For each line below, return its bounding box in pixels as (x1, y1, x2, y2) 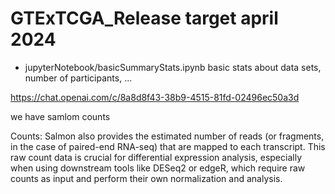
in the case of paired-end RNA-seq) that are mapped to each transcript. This (10, 140, 326, 152)
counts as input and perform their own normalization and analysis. (10, 172, 283, 184)
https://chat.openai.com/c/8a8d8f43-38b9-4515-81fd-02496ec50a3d (10, 91, 300, 103)
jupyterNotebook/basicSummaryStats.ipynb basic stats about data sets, (24, 61, 322, 73)
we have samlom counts (10, 110, 111, 122)
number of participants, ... (24, 72, 133, 84)
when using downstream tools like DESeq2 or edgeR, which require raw (10, 162, 306, 174)
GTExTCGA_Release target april (10, 7, 279, 30)
